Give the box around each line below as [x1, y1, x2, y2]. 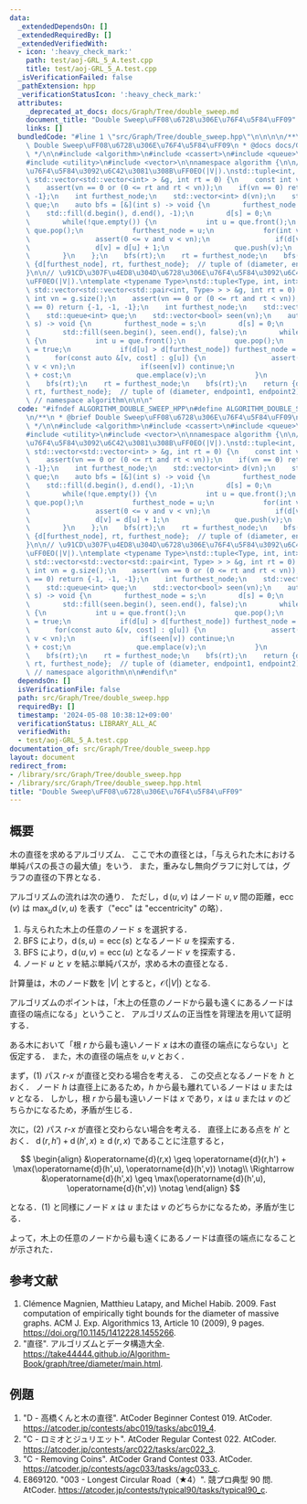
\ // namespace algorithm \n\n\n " [26, 396, 153, 405]
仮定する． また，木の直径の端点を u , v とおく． [9, 1051, 190, 1061]
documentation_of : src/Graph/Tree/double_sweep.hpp [9, 744, 210, 754]
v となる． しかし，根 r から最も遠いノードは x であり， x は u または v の [9, 1093, 283, 1104]
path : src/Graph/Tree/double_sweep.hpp [17, 693, 170, 702]
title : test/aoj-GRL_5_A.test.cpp [26, 65, 157, 74]
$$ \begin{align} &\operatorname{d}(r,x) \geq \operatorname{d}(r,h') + [20, 1153, 287, 1164]
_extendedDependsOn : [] [17, 22, 108, 31]
